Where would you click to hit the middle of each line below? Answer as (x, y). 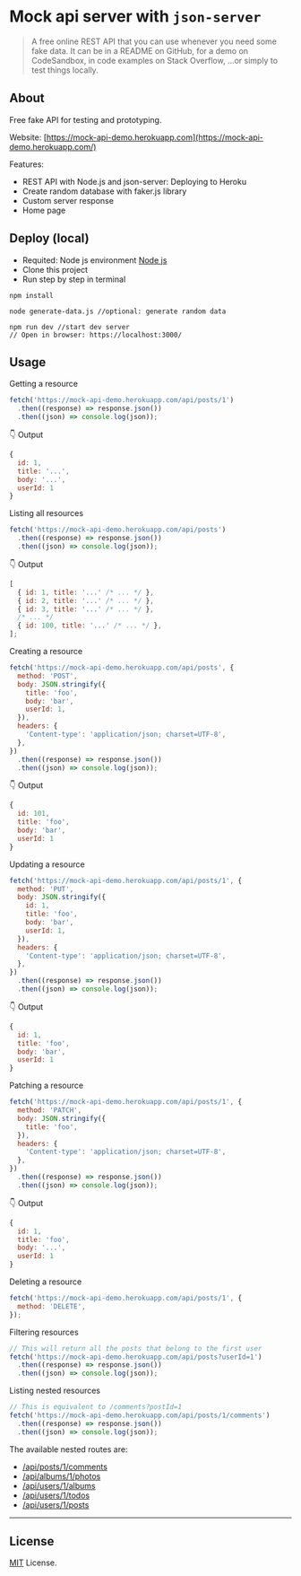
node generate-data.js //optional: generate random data (118, 311)
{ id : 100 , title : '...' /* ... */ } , (90, 626)
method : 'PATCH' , (50, 1110)
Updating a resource (47, 864)
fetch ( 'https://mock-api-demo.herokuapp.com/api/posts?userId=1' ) (136, 1357)
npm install (31, 295)
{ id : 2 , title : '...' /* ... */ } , (86, 600)
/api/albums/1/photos (61, 1476)
